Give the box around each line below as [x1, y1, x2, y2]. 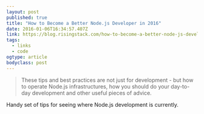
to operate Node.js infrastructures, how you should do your [21, 82, 170, 90]
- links [12, 43, 32, 49]
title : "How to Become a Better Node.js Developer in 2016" [6, 20, 162, 26]
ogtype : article [6, 54, 47, 60]
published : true [6, 15, 47, 21]
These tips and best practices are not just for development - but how [21, 76, 194, 84]
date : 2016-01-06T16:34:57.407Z [6, 25, 88, 32]
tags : [6, 37, 20, 43]
